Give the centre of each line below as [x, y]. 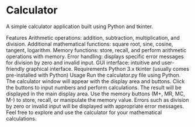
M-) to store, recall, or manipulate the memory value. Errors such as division [97, 99]
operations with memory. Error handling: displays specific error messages [95, 56]
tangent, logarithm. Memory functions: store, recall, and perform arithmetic [96, 50]
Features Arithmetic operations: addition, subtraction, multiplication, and [93, 37]
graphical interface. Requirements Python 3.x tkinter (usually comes [108, 68]
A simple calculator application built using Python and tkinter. [80, 26]
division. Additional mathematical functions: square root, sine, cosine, [90, 44]
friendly [15, 68]
